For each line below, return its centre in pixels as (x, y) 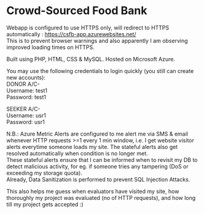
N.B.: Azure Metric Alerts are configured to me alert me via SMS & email (97, 134)
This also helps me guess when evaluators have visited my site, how (93, 191)
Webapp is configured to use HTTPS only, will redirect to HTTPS (88, 28)
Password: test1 (26, 97)
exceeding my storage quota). (45, 173)
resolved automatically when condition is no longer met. (77, 153)
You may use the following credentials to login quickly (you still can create (100, 71)
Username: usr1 (26, 115)
